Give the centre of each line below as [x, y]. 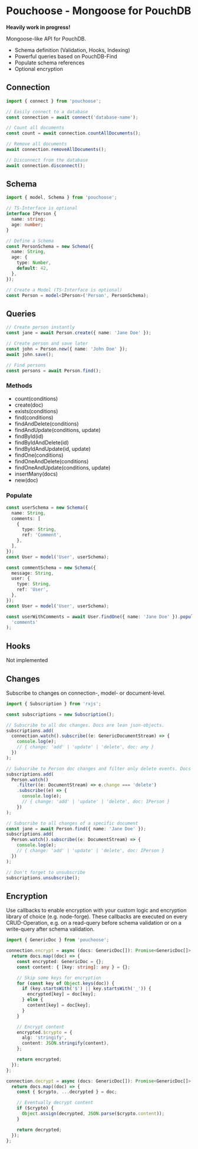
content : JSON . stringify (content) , [65, 1043]
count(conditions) [36, 398]
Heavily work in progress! [38, 27]
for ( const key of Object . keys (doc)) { [66, 983]
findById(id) [29, 436]
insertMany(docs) [36, 474]
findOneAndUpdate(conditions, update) [62, 467]
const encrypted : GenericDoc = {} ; [60, 961]
